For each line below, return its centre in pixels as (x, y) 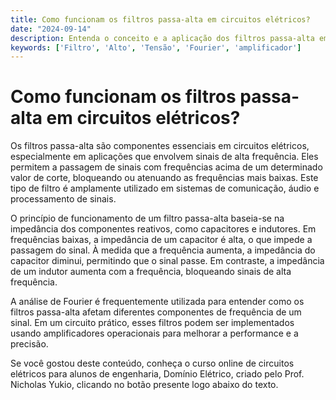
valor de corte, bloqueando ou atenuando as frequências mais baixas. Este (164, 178)
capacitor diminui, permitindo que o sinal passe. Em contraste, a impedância (167, 261)
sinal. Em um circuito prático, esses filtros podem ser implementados (152, 323)
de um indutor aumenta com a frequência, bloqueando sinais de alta (151, 272)
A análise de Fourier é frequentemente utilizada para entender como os (157, 302)
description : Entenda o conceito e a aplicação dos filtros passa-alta (162, 38)
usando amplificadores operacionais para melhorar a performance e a (154, 333)
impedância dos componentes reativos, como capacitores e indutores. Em (163, 229)
